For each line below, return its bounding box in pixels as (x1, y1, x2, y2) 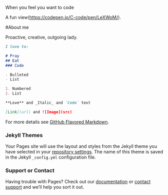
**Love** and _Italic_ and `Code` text (5, 100, 91, 105)
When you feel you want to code (5, 5, 74, 10)
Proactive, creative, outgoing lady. (5, 34, 78, 40)
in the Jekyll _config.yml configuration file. (5, 154, 96, 161)
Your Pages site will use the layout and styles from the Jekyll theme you (5, 143, 158, 149)
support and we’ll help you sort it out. (5, 184, 84, 190)
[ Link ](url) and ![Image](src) (5, 109, 72, 114)
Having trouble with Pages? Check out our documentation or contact (5, 179, 151, 185)
